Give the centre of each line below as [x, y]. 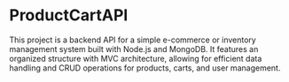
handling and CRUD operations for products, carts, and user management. [145, 68]
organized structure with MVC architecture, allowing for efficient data [136, 58]
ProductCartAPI [69, 15]
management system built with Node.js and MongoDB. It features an [134, 48]
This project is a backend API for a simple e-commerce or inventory [133, 40]
